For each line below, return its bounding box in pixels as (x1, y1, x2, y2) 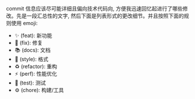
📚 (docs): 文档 (14, 47, 51, 54)
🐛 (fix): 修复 (14, 40, 43, 46)
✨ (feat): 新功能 (14, 32, 52, 39)
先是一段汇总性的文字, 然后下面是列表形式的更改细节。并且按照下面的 (16, 12, 184, 19)
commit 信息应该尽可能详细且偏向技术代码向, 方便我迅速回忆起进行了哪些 (6, 5, 183, 12)
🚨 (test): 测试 (14, 79, 46, 86)
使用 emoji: (11, 20, 38, 26)
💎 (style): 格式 (14, 56, 49, 62)
